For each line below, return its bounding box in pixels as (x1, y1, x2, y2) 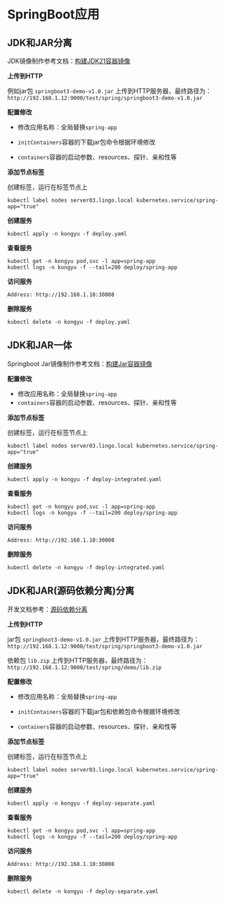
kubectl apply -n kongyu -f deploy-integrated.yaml (7, 475, 162, 483)
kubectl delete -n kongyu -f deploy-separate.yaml (7, 888, 159, 895)
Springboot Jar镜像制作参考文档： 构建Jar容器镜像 (7, 359, 153, 367)
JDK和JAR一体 (7, 339, 72, 351)
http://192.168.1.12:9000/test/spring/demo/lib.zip (7, 664, 162, 671)
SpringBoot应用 (7, 6, 100, 23)
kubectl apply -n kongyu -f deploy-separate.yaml (7, 800, 156, 807)
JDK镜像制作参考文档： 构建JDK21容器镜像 (7, 57, 131, 65)
